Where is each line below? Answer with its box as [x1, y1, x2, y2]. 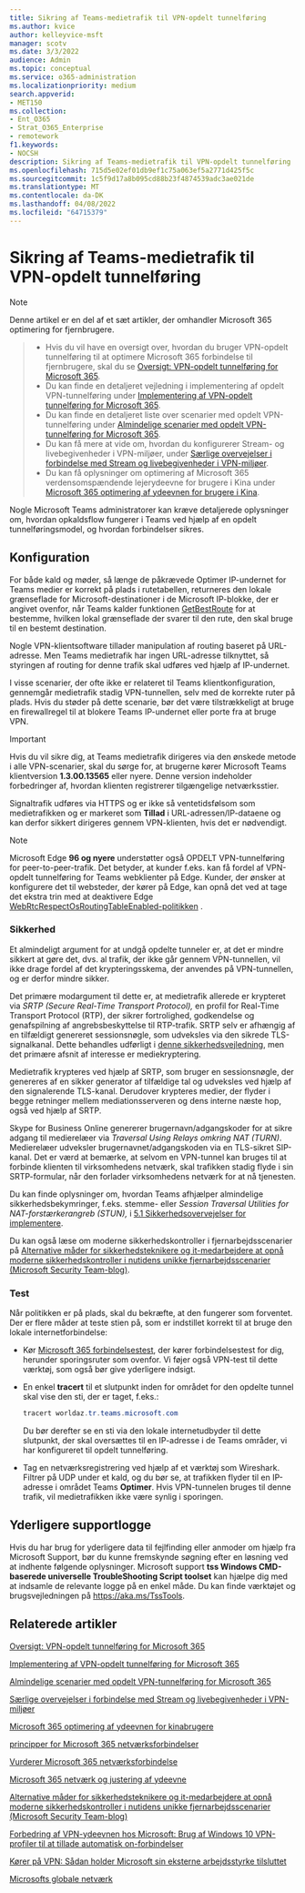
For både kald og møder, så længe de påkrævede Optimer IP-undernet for [9, 574, 287, 585]
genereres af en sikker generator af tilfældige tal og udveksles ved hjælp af [9, 1076, 292, 1087]
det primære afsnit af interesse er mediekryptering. [9, 1048, 202, 1059]
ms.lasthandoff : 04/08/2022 [9, 199, 117, 209]
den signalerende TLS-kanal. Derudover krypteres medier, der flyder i [9, 1085, 271, 1097]
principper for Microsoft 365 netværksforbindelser [9, 1738, 199, 1749]
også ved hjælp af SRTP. [9, 1105, 102, 1116]
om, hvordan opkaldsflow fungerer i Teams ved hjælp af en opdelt [9, 513, 258, 524]
